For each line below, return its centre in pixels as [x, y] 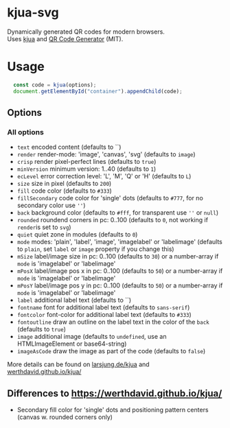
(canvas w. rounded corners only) [65, 417]
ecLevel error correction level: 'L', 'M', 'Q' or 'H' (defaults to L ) [104, 176]
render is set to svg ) [44, 227]
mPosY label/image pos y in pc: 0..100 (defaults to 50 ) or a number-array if [120, 285]
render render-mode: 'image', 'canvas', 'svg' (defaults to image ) [106, 154]
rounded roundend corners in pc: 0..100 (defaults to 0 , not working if [112, 220]
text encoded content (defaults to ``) [69, 147]
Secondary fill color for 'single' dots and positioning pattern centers [113, 410]
